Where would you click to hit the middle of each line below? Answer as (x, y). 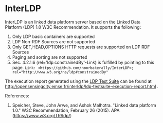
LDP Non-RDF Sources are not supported (54, 41)
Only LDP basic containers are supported (53, 36)
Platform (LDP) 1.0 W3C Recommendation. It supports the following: (73, 27)
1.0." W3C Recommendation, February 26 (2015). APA (66, 110)
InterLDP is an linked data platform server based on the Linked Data (73, 22)
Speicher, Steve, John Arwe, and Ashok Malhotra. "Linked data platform (84, 105)
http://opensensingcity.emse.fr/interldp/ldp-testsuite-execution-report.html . (82, 86)
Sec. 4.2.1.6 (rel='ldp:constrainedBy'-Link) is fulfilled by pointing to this (83, 62)
